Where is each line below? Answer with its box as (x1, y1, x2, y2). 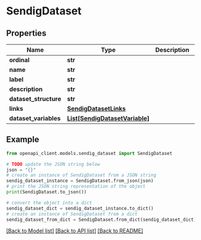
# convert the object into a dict (6, 199, 93, 206)
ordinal (9, 56, 30, 64)
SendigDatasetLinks (66, 105, 126, 113)
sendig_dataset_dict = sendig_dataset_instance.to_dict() (6, 205, 154, 211)
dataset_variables (9, 114, 61, 122)
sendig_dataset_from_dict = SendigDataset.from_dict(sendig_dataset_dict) (6, 217, 197, 223)
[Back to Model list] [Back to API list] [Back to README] (6, 227, 144, 235)
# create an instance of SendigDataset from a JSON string (6, 172, 157, 178)
